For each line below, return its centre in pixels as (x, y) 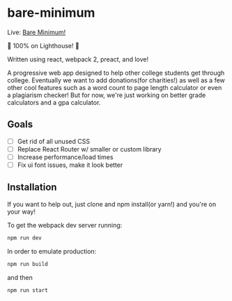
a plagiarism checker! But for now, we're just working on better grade (107, 95)
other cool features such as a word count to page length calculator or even (115, 87)
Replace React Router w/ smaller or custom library (89, 149)
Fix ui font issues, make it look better (70, 165)
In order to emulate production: (52, 251)
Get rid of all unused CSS (54, 141)
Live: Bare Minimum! (37, 32)
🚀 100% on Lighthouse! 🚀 (44, 45)
